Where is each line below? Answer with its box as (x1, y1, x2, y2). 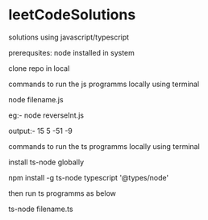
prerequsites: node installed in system (8, 48, 135, 57)
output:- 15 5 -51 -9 (8, 126, 73, 135)
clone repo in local (8, 63, 70, 73)
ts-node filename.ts (8, 204, 74, 214)
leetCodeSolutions (8, 6, 136, 24)
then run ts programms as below (8, 188, 117, 198)
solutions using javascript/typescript (8, 32, 130, 42)
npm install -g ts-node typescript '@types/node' (8, 172, 169, 182)
